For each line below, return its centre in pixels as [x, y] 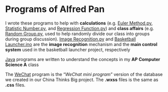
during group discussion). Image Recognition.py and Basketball [71, 39]
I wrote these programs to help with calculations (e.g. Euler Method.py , [79, 23]
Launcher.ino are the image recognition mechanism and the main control [81, 44]
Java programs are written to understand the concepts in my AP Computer [83, 59]
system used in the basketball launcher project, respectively [68, 49]
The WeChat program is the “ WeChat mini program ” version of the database [84, 74]
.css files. [16, 85]
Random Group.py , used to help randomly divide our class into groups [77, 33]
